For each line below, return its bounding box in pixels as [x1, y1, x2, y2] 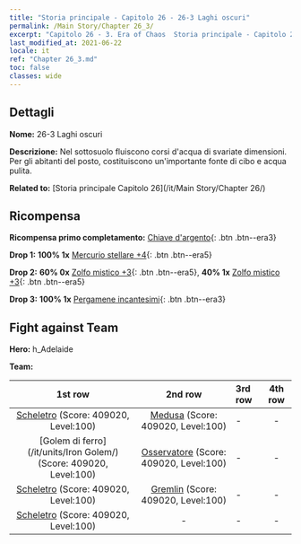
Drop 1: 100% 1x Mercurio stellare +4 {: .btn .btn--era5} [9, 250, 212, 260]
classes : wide [9, 72, 63, 81]
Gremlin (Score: [150, 483, 218, 496]
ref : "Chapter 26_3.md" [9, 55, 99, 64]
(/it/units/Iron [26, 446, 82, 459]
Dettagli [9, 105, 55, 120]
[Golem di [39, 434, 81, 447]
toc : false [9, 64, 50, 73]
